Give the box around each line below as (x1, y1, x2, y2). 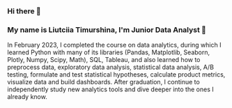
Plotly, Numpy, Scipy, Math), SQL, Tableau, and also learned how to (7, 56, 201, 64)
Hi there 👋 (7, 6, 42, 16)
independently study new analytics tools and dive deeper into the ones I (7, 85, 214, 93)
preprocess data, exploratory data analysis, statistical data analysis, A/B (7, 63, 215, 72)
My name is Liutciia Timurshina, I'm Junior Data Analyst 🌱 (7, 24, 207, 34)
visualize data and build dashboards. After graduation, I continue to (7, 78, 200, 86)
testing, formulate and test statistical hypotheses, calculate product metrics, (7, 70, 226, 79)
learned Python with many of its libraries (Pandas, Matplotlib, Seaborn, (7, 48, 210, 56)
